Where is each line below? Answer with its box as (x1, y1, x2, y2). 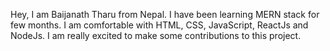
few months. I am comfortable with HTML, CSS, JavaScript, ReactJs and (10, 19, 309, 31)
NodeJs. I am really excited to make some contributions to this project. (10, 30, 302, 41)
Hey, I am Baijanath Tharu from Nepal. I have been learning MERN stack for (10, 9, 320, 20)
